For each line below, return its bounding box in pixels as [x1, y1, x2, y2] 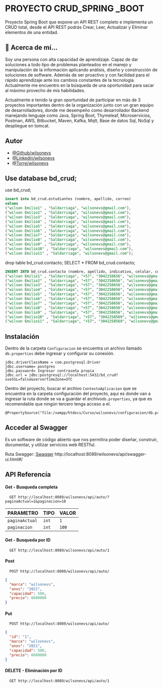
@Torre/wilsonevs [12, 160, 49, 166]
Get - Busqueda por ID [5, 537, 51, 543]
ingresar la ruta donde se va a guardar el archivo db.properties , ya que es [5, 396, 152, 402]
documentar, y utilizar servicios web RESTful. [5, 442, 96, 447]
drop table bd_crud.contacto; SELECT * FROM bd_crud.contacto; [5, 260, 136, 265]
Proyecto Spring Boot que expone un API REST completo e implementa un [5, 19, 153, 25]
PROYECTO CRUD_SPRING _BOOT [5, 3, 145, 14]
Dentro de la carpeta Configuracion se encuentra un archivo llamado [5, 345, 142, 351]
